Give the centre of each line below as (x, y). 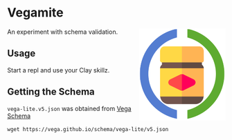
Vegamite (35, 13)
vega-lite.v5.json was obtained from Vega (69, 108)
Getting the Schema (51, 92)
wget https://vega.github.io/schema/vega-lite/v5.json (88, 129)
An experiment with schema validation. (63, 32)
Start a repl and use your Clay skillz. (59, 70)
